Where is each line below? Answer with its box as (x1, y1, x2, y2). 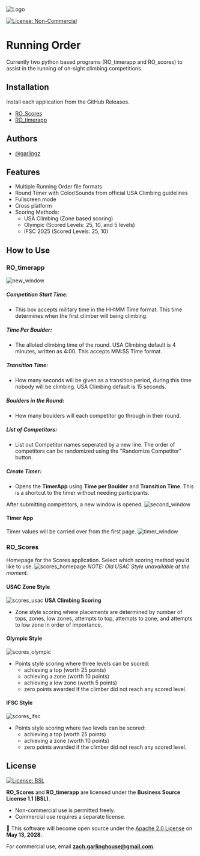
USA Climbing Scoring (44, 597, 102, 604)
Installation (6, 82, 49, 93)
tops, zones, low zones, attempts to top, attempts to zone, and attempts (14, 615, 193, 622)
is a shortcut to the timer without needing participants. (14, 489, 150, 496)
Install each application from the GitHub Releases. (6, 98, 130, 105)
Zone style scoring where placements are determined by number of (14, 608, 183, 615)
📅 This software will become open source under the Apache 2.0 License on (6, 825, 193, 832)
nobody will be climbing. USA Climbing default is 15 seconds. (14, 383, 166, 390)
